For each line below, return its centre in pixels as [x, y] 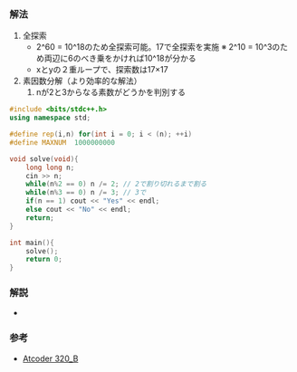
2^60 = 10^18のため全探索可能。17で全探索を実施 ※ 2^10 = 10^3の [158, 47]
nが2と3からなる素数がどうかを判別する [111, 92]
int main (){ [32, 243]
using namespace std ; [50, 118]
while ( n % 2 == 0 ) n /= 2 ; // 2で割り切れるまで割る [116, 184]
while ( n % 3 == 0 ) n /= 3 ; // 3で [86, 193]
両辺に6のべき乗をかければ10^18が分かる [120, 58]
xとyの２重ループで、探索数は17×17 [102, 70]
